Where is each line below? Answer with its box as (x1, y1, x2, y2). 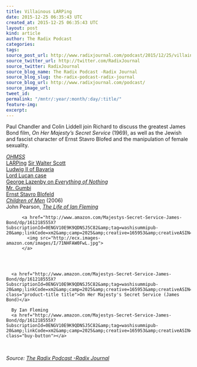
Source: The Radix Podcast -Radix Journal (6, 355, 110, 362)
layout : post (6, 25, 38, 31)
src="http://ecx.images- (40, 235, 101, 241)
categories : (6, 42, 35, 48)
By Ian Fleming (11, 307, 49, 313)
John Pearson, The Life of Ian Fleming (6, 203, 98, 211)
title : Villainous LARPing (6, 8, 72, 15)
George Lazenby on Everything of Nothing (6, 178, 108, 185)
